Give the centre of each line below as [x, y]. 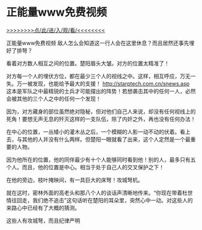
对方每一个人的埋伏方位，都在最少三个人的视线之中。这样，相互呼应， [93, 76]
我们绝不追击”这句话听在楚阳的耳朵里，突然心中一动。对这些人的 [113, 200]
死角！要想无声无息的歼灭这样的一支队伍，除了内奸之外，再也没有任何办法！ [101, 119]
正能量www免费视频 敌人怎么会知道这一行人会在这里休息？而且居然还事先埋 [100, 43]
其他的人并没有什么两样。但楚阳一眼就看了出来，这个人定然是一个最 [106, 139]
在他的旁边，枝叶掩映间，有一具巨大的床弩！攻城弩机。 [75, 180]
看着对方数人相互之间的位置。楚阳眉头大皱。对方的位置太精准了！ [88, 63]
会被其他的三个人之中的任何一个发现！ [54, 98]
